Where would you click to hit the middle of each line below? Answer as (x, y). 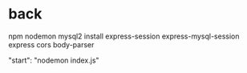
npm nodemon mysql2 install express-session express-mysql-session (124, 36)
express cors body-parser (51, 44)
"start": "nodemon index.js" (54, 60)
